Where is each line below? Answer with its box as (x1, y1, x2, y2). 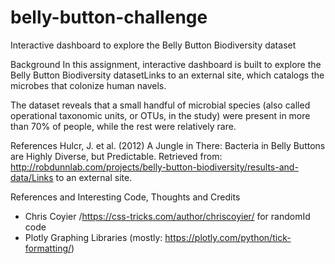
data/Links (10, 171, 54, 183)
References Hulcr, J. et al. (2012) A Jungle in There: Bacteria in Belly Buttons (10, 139, 326, 151)
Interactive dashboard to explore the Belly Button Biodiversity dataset (10, 39, 297, 51)
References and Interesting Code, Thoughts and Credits (10, 191, 241, 203)
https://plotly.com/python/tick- (164, 231, 292, 243)
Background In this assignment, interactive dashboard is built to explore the (10, 58, 322, 70)
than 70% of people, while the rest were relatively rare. (10, 120, 237, 132)
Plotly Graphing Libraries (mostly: (24, 231, 163, 243)
